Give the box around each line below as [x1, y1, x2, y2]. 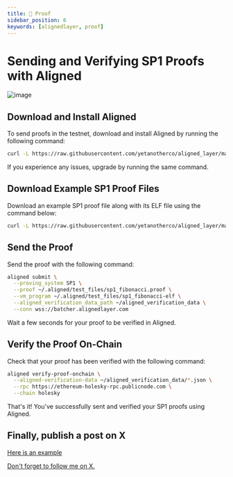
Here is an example [7, 448, 62, 456]
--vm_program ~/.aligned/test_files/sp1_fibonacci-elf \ [13, 293, 182, 300]
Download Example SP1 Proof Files [7, 183, 159, 195]
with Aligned [7, 67, 82, 83]
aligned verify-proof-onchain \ [7, 370, 101, 378]
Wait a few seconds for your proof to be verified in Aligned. [7, 318, 177, 327]
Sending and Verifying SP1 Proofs [7, 53, 205, 69]
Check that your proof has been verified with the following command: [7, 357, 206, 365]
